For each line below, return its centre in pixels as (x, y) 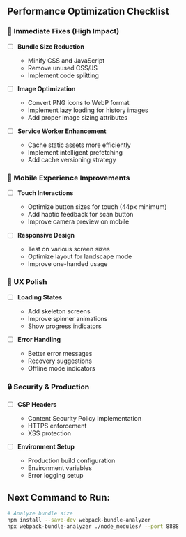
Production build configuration (71, 461)
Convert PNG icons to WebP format (79, 102)
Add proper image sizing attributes (77, 117)
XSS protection (49, 433)
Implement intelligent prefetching (75, 152)
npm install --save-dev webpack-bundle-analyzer (79, 520)
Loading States (40, 297)
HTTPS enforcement (57, 426)
